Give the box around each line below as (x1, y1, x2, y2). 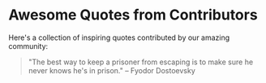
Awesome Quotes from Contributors (8, 6, 258, 24)
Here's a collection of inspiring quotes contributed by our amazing (8, 33, 230, 42)
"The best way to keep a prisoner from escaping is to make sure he (28, 57, 254, 67)
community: (8, 41, 49, 50)
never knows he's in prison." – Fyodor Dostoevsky (28, 65, 196, 75)
